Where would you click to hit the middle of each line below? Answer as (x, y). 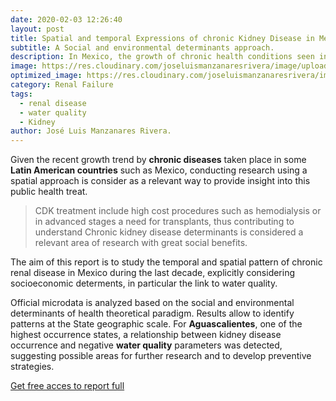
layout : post (37, 29)
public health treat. (49, 192)
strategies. (32, 367)
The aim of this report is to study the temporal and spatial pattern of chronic (166, 262)
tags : (21, 94)
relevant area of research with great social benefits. (141, 243)
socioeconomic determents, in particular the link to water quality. (144, 283)
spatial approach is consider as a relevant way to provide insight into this (160, 181)
